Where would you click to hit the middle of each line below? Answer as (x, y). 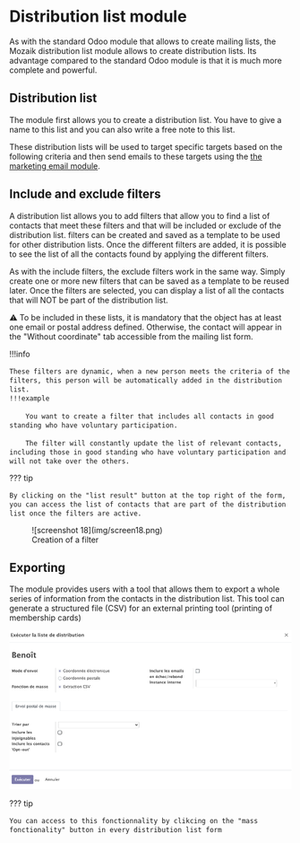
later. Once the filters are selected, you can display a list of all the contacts (147, 290)
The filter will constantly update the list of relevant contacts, (154, 443)
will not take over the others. (69, 461)
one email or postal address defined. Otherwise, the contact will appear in (146, 327)
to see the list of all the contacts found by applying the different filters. (139, 254)
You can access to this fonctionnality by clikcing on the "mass (133, 821)
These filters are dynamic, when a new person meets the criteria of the (150, 371)
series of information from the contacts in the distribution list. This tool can (147, 599)
